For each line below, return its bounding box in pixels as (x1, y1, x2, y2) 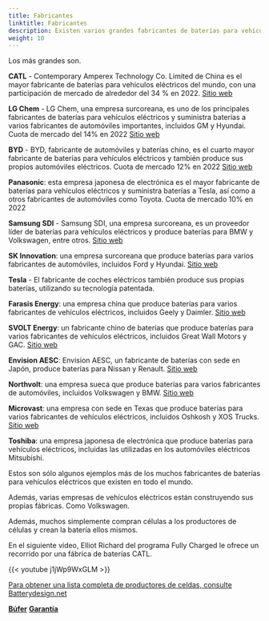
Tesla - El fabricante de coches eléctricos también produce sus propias (8, 275, 245, 285)
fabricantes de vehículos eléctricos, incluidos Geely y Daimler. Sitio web (8, 307, 246, 317)
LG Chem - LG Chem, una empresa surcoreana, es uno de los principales (8, 104, 250, 114)
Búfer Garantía (8, 604, 58, 614)
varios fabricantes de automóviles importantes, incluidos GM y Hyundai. (8, 121, 247, 130)
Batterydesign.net (8, 589, 67, 599)
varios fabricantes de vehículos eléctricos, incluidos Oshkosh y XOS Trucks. (8, 412, 260, 422)
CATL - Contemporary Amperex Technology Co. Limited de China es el (8, 71, 243, 81)
